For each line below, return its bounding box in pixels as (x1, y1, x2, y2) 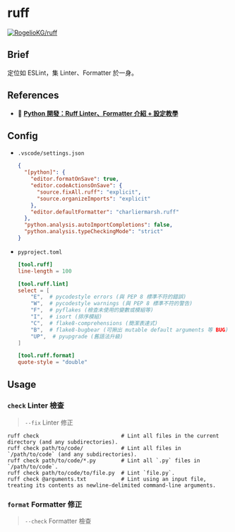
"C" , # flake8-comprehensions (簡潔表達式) (30, 319, 159, 326)
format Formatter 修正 (7, 500, 83, 509)
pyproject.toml (17, 249, 63, 256)
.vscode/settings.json (17, 150, 85, 157)
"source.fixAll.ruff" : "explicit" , (36, 189, 142, 196)
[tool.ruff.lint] (17, 280, 69, 288)
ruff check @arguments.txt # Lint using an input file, (7, 475, 207, 483)
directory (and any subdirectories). (7, 438, 119, 446)
